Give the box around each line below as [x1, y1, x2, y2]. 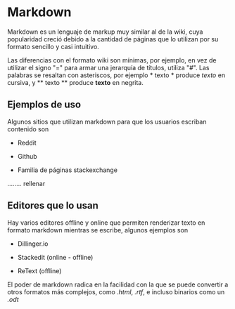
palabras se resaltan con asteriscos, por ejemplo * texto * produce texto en [7, 71, 226, 79]
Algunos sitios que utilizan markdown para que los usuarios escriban [7, 117, 207, 126]
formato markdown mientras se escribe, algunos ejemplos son [7, 225, 189, 234]
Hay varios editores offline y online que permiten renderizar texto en [7, 218, 205, 227]
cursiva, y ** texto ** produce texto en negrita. [7, 78, 144, 86]
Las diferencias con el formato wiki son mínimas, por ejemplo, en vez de [7, 55, 217, 64]
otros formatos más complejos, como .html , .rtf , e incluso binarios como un [7, 287, 225, 296]
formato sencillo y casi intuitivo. [7, 42, 100, 51]
